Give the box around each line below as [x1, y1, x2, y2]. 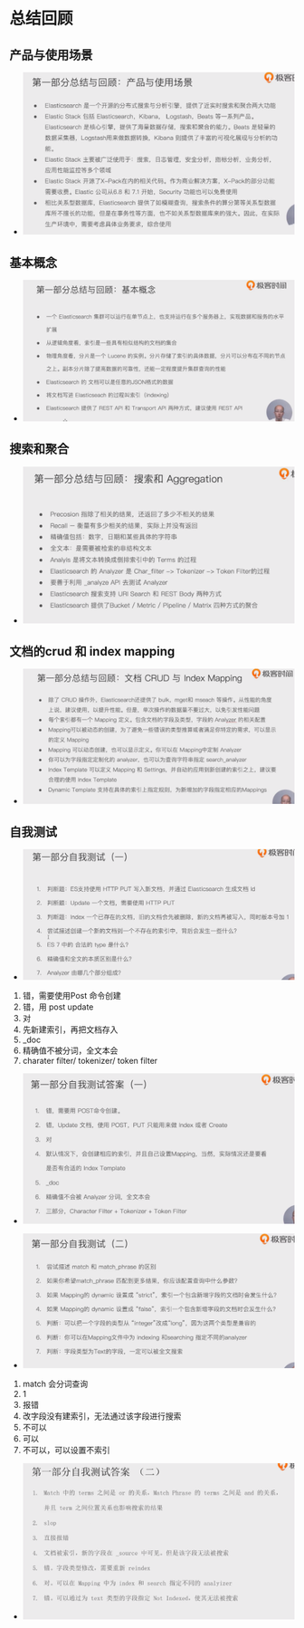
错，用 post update [22, 1001, 94, 1012]
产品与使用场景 [9, 47, 93, 62]
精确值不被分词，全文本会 [22, 1045, 119, 1056]
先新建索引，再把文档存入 [22, 1024, 119, 1035]
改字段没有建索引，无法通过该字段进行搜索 [22, 1411, 182, 1422]
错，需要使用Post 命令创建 [22, 991, 121, 1001]
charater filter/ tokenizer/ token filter [22, 1056, 158, 1067]
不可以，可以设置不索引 [22, 1445, 110, 1456]
